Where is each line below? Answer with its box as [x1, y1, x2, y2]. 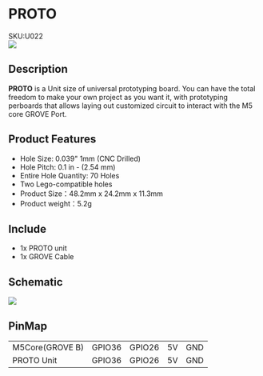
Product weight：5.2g [19, 198, 92, 208]
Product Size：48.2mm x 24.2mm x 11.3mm [19, 189, 164, 198]
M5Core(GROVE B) [12, 342, 85, 353]
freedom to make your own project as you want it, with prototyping [8, 92, 228, 102]
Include [8, 222, 46, 236]
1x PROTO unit [19, 243, 68, 253]
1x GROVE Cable [19, 252, 74, 262]
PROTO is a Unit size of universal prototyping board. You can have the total [8, 83, 256, 93]
